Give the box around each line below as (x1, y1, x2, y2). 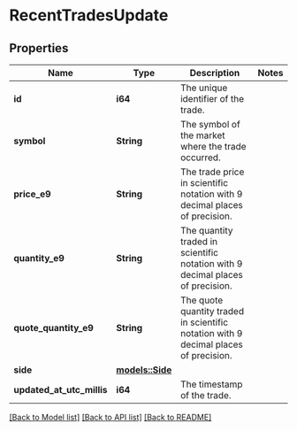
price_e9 (13, 188, 51, 200)
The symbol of (179, 119, 240, 130)
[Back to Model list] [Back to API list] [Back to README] (9, 412, 212, 422)
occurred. (179, 151, 221, 164)
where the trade (179, 141, 247, 152)
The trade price (179, 165, 245, 178)
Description (189, 67, 240, 79)
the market (179, 129, 225, 142)
